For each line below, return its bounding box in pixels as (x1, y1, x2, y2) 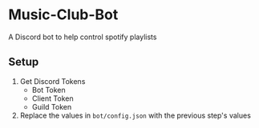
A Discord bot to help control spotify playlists (8, 32, 157, 42)
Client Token (31, 94, 74, 103)
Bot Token (31, 85, 66, 94)
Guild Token (31, 102, 72, 111)
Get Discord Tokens (19, 76, 86, 86)
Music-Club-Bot (8, 6, 119, 24)
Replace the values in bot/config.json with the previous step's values (19, 110, 251, 120)
